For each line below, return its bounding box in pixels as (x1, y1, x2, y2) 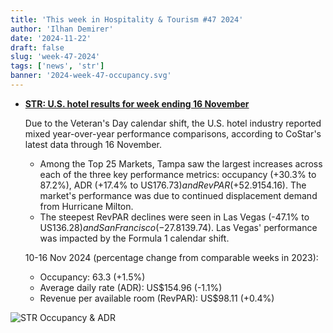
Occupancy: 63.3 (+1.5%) (39, 271, 146, 283)
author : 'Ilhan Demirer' (10, 24, 114, 34)
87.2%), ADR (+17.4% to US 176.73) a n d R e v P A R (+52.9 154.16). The (39, 179, 307, 191)
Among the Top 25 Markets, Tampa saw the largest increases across (39, 157, 323, 170)
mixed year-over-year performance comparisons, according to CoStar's (24, 127, 322, 140)
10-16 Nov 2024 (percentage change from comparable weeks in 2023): (24, 251, 319, 263)
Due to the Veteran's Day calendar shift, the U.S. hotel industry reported (24, 117, 322, 129)
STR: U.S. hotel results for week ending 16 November (24, 97, 250, 110)
